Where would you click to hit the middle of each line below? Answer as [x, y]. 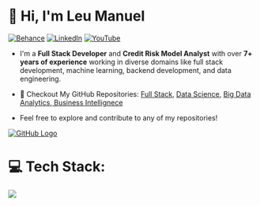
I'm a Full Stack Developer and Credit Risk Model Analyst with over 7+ [136, 53]
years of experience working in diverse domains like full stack [121, 62]
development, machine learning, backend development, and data [125, 70]
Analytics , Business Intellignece [71, 102]
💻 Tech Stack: [57, 167]
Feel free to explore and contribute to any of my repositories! [119, 117]
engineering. [40, 78]
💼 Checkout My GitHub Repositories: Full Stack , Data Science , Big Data [135, 93]
